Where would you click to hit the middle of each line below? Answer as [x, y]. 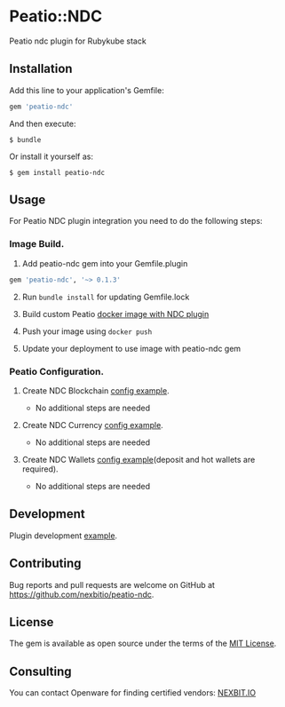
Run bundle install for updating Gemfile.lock [106, 297]
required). [40, 469]
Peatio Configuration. [57, 371]
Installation [41, 69]
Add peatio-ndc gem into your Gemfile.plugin [105, 263]
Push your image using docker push [87, 331]
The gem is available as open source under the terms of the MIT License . [143, 643]
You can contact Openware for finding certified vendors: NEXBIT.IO [133, 693]
